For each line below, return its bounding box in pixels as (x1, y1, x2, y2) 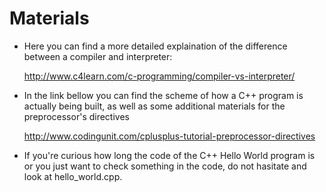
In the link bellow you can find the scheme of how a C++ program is (23, 89, 304, 101)
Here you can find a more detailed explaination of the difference (23, 40, 288, 52)
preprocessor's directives (23, 110, 130, 122)
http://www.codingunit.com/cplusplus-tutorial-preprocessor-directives (23, 130, 316, 142)
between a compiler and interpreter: (23, 50, 173, 62)
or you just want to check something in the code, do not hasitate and (23, 160, 307, 172)
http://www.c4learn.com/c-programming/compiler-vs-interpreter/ (23, 70, 296, 82)
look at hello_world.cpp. (23, 170, 123, 182)
